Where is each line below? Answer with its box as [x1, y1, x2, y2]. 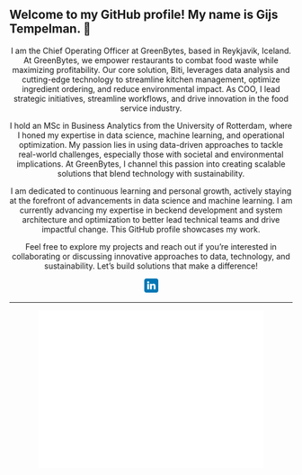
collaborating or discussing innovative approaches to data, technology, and [12, 251, 290, 261]
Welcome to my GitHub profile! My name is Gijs [9, 7, 279, 23]
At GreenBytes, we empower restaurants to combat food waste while [23, 54, 279, 66]
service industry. [120, 103, 182, 114]
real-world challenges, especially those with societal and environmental [18, 149, 284, 160]
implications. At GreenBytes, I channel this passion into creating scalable [16, 158, 286, 169]
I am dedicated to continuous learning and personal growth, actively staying [10, 185, 292, 196]
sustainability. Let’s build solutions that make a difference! [44, 260, 258, 271]
